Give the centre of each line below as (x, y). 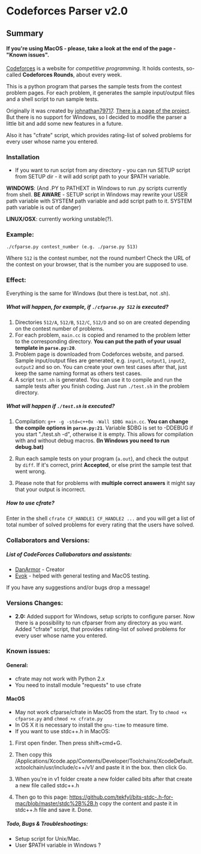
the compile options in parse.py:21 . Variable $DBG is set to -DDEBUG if (104, 427)
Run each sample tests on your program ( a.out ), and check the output (102, 459)
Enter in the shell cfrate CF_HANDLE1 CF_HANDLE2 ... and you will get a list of (100, 518)
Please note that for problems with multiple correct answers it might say (105, 483)
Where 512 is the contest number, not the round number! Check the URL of (98, 258)
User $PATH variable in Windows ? (58, 845)
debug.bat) (29, 447)
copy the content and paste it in (139, 804)
